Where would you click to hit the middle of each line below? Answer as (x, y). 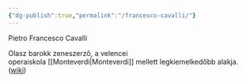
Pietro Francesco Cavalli (48, 38)
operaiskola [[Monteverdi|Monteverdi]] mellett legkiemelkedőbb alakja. (123, 61)
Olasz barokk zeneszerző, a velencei (68, 53)
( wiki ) (17, 70)
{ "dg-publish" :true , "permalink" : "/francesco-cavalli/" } (102, 15)
